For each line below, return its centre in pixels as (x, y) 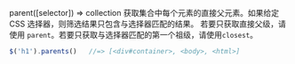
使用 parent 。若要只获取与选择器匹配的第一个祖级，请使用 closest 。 (134, 35)
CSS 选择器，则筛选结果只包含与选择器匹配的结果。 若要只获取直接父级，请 (148, 24)
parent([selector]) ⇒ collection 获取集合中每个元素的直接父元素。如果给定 (144, 13)
